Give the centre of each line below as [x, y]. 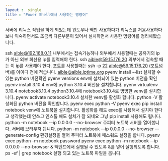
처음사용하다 [150, 30]
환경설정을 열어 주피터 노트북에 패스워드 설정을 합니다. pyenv [100, 135]
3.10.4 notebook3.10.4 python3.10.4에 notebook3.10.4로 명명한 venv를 [76, 91]
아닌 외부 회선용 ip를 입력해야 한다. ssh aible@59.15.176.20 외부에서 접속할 [84, 59]
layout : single [23, 10]
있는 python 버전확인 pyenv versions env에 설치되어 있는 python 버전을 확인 [81, 78]
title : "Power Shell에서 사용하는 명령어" [47, 15]
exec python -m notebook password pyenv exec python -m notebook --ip [82, 141]
